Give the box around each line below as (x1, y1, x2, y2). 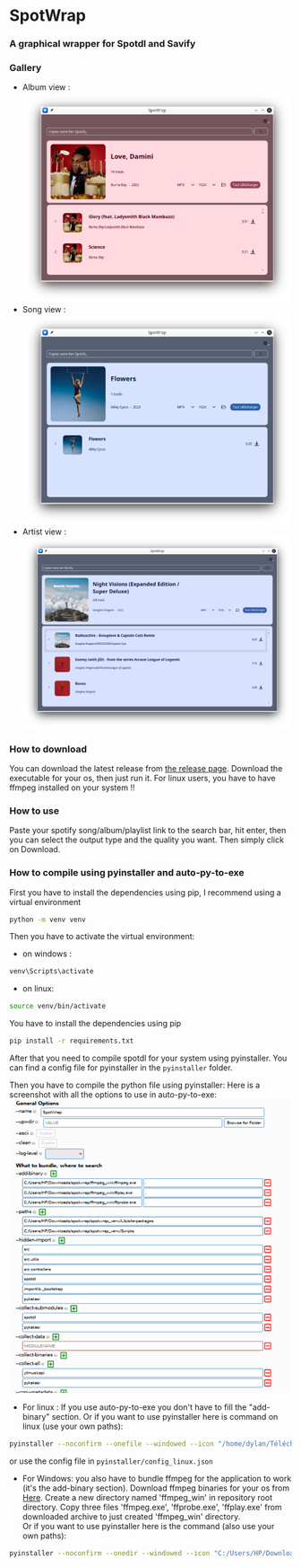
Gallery (9, 62, 42, 75)
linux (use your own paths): (21, 1421, 124, 1431)
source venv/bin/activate (9, 1002, 106, 1011)
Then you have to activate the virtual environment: (9, 931, 195, 942)
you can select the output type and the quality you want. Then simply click (9, 834, 285, 845)
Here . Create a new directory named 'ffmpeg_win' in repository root (21, 1492, 273, 1502)
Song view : (21, 304, 66, 315)
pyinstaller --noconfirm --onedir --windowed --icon (9, 1548, 211, 1558)
